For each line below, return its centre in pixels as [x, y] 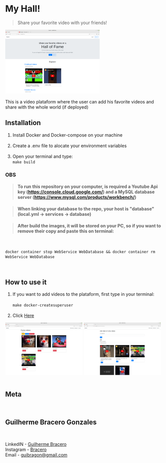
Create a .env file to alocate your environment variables [69, 146]
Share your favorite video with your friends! [62, 23]
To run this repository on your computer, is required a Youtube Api [87, 187]
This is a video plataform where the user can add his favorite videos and [79, 101]
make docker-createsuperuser [43, 305]
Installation [23, 123]
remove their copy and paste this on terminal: [65, 231]
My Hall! [23, 9]
